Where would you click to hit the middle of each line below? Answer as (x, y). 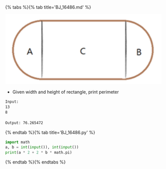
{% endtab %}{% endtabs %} (36, 162)
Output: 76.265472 (24, 123)
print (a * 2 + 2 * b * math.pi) (39, 153)
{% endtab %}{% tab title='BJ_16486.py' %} (50, 132)
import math (17, 142)
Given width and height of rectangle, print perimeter (66, 92)
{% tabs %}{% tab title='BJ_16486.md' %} (48, 7)
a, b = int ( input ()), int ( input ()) (42, 147)
